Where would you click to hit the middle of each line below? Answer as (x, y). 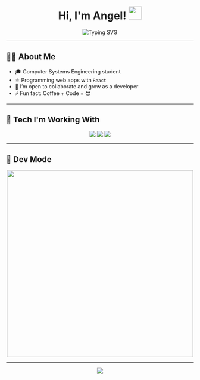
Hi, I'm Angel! (92, 16)
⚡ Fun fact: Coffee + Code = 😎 (53, 93)
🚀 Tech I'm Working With (53, 120)
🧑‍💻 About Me (31, 57)
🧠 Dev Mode (29, 159)
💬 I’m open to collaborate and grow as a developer (76, 86)
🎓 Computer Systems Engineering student (68, 71)
